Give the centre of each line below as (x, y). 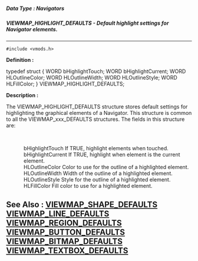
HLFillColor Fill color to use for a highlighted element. (88, 186)
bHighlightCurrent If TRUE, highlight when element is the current (102, 155)
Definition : (20, 60)
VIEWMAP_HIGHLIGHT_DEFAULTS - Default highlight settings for (88, 23)
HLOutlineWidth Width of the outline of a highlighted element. (98, 173)
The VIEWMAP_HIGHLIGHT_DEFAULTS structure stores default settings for (97, 107)
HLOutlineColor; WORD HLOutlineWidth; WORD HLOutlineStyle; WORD (92, 78)
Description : (22, 95)
